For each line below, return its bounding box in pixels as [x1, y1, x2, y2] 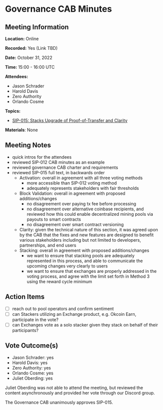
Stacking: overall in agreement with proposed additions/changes [19, 247, 150, 253]
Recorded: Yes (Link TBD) [5, 45, 58, 51]
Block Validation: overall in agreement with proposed [19, 190, 125, 196]
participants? [12, 327, 39, 333]
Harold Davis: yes [12, 360, 48, 366]
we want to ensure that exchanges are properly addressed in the [26, 268, 157, 274]
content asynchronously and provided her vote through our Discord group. [5, 389, 155, 396]
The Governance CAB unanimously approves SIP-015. [5, 399, 113, 405]
